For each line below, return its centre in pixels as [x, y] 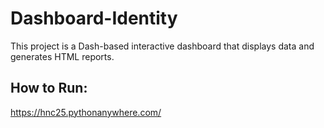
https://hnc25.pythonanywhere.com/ [86, 112]
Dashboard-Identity [94, 18]
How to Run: [49, 88]
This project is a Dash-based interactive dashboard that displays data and [162, 46]
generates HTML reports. [62, 56]
